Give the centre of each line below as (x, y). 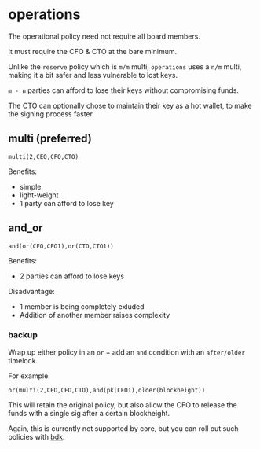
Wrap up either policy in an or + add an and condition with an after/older (127, 352)
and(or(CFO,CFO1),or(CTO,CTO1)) (61, 246)
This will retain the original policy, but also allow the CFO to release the (123, 405)
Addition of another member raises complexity (95, 315)
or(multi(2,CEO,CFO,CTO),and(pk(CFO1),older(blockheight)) (107, 390)
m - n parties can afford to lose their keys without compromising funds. (124, 90)
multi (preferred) (50, 139)
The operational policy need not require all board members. (104, 36)
